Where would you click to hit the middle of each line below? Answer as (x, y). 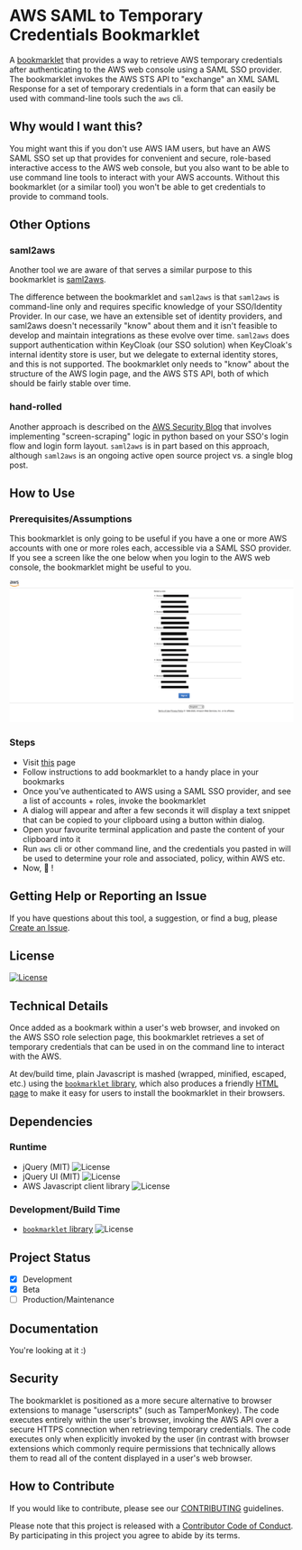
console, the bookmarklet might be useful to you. (101, 567)
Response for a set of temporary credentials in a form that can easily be (143, 88)
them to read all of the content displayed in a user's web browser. (131, 1458)
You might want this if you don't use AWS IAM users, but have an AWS (140, 148)
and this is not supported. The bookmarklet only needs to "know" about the (150, 364)
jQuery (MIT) (46, 1166)
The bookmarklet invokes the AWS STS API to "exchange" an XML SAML (144, 79)
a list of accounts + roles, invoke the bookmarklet (114, 801)
